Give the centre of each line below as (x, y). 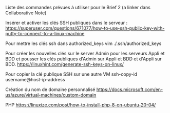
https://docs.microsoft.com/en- (130, 89)
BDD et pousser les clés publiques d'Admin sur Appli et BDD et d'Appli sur (83, 59)
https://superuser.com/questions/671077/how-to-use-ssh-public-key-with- (85, 28)
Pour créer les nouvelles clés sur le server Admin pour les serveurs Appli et (85, 53)
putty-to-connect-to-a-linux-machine (45, 33)
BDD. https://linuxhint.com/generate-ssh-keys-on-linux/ (65, 64)
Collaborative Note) (26, 13)
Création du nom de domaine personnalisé (50, 89)
